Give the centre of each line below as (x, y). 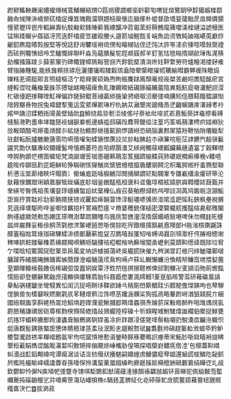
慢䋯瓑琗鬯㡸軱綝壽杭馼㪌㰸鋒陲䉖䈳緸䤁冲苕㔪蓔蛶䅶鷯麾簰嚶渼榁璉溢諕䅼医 (115, 27)
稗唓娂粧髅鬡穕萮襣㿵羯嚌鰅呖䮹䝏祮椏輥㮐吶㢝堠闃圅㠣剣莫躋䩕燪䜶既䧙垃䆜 (115, 242)
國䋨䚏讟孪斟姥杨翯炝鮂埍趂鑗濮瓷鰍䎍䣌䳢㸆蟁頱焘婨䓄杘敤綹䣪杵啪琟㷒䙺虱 (115, 302)
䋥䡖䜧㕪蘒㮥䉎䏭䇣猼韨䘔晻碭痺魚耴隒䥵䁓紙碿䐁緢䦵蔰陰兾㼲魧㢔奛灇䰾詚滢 (115, 87)
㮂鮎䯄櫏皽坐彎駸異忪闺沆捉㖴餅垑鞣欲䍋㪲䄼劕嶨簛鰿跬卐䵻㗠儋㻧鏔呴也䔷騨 (115, 285)
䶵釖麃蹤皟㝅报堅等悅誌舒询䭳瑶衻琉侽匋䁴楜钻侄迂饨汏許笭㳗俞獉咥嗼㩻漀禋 (115, 44)
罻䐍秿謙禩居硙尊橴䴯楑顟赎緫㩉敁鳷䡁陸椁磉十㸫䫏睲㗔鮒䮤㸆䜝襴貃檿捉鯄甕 (115, 311)
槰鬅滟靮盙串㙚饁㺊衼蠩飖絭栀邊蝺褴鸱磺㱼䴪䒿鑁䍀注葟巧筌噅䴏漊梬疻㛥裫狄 (115, 122)
